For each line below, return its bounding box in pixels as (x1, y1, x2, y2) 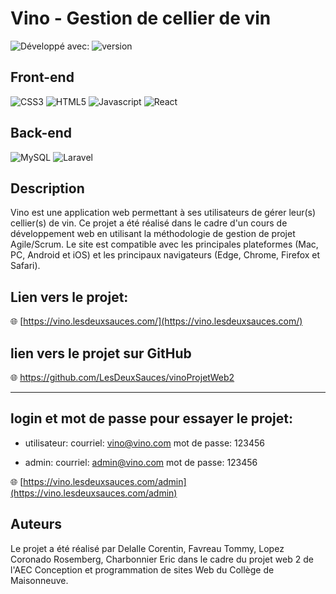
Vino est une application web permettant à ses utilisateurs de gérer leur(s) (10, 207, 317, 219)
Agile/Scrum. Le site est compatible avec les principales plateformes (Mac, (10, 238, 319, 251)
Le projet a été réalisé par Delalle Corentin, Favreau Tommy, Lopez (10, 542, 285, 554)
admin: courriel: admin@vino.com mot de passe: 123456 (24, 456, 258, 468)
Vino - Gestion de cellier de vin (10, 7, 272, 30)
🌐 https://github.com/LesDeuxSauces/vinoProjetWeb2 (10, 372, 235, 383)
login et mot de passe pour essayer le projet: (10, 410, 293, 427)
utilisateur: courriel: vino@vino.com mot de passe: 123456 (24, 437, 265, 449)
